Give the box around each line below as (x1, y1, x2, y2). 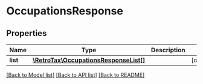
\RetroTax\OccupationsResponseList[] (32, 56, 146, 64)
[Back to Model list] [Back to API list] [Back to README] (6, 71, 145, 79)
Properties (6, 28, 47, 38)
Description (150, 46, 185, 54)
